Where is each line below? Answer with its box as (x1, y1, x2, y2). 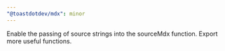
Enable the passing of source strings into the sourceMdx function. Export (6, 29, 218, 38)
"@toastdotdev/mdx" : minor (6, 10, 86, 17)
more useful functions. (6, 36, 72, 45)
